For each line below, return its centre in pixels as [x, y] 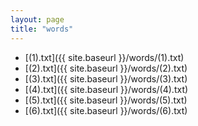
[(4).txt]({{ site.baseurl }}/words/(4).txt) [106, 89]
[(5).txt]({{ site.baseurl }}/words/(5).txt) [106, 100]
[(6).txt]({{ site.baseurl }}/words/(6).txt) [106, 110]
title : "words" [42, 29]
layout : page [37, 19]
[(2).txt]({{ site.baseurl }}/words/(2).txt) [106, 68]
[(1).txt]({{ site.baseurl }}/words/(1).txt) [104, 57]
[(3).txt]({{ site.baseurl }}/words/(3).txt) [106, 78]
